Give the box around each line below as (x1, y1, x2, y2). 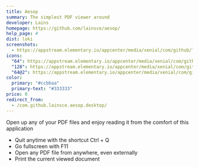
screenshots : (6, 42, 38, 48)
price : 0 (6, 91, 28, 97)
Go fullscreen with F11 (14, 143, 69, 150)
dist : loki (6, 36, 33, 42)
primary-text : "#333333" (11, 86, 73, 92)
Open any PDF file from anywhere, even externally (14, 149, 138, 156)
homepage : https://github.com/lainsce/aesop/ (6, 25, 120, 31)
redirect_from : (6, 97, 44, 102)
